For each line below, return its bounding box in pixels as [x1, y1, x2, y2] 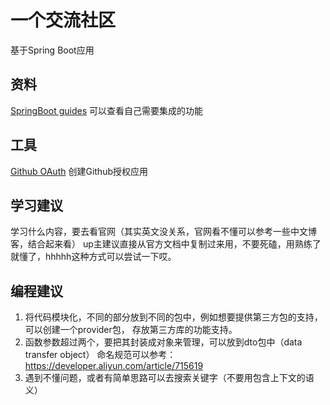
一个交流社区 [10, 9, 117, 32]
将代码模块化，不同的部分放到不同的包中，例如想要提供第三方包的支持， [24, 311, 323, 323]
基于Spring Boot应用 [10, 44, 95, 56]
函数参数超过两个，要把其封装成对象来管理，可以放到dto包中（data [24, 336, 303, 348]
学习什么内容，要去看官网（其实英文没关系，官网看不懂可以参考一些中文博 [10, 226, 317, 238]
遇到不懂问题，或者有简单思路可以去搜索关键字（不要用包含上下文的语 [24, 372, 315, 384]
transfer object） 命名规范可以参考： [24, 349, 177, 361]
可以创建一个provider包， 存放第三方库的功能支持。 [24, 324, 238, 336]
